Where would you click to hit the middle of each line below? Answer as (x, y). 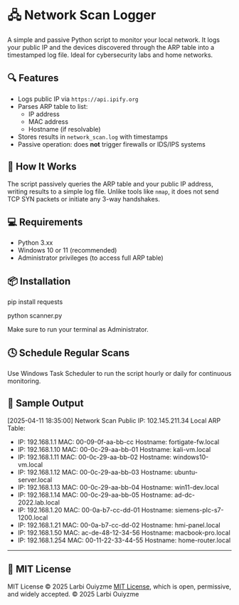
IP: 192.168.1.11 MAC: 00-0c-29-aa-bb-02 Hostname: (95, 457)
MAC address (48, 121)
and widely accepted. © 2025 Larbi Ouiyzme (73, 594)
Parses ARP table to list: (53, 106)
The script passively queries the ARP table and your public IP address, (110, 184)
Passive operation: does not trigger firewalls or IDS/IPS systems (112, 144)
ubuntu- (186, 472)
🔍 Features (33, 78)
